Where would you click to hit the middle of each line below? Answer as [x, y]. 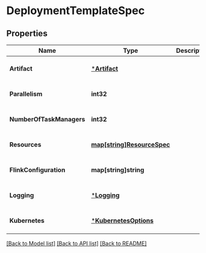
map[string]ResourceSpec [131, 145]
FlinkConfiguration [37, 170]
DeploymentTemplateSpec [76, 11]
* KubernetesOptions [122, 220]
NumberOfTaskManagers [48, 119]
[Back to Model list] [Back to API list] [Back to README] [77, 243]
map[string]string [118, 170]
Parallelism [26, 94]
